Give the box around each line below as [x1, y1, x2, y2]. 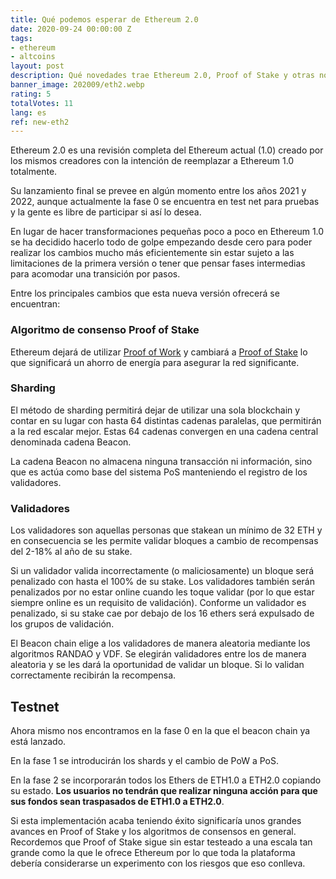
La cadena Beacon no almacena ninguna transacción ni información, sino [10, 455, 313, 467]
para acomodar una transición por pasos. [10, 268, 181, 280]
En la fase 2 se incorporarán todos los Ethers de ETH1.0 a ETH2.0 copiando [10, 774, 322, 786]
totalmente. [10, 166, 58, 178]
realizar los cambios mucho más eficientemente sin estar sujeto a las [10, 247, 295, 259]
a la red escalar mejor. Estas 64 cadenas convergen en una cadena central [10, 425, 319, 437]
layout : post [10, 61, 65, 71]
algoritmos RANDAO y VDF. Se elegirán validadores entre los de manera [10, 648, 307, 660]
